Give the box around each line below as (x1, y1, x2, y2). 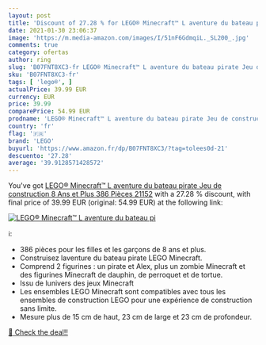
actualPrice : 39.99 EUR (8, 85, 87, 94)
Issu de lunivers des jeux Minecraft (19, 278, 135, 288)
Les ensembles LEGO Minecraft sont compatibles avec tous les (19, 287, 226, 297)
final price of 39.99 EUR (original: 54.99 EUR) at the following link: (8, 197, 223, 207)
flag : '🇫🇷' (8, 129, 47, 137)
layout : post (8, 11, 51, 20)
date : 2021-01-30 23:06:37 (8, 26, 97, 34)
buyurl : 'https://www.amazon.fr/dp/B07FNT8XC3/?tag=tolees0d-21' (8, 144, 228, 152)
